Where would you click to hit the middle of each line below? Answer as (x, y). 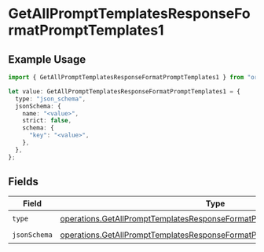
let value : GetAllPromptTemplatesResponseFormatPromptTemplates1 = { (125, 91)
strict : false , (47, 121)
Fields (24, 182)
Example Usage (47, 59)
